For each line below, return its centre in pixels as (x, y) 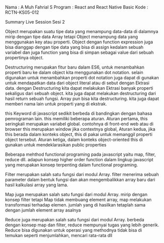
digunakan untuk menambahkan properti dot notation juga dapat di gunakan (82, 78)
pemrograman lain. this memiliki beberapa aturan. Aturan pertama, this (77, 119)
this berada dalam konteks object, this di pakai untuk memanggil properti (79, 134)
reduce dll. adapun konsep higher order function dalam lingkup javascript (79, 159)
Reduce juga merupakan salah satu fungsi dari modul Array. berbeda (75, 220)
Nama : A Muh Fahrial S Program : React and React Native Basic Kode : (77, 7)
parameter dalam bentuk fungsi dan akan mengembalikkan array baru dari (80, 180)
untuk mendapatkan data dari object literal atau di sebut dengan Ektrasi (77, 83)
